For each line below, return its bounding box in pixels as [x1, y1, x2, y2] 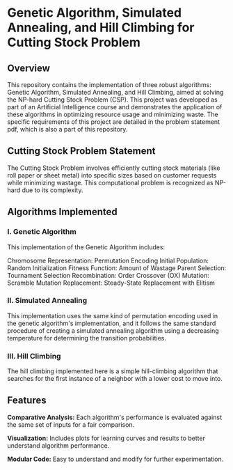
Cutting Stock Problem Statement [7, 145, 156, 157]
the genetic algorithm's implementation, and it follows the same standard [7, 319, 216, 327]
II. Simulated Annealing [7, 296, 88, 306]
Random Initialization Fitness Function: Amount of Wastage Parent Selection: [7, 263, 227, 272]
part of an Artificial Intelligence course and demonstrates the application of [7, 103, 223, 111]
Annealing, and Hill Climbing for [7, 19, 195, 36]
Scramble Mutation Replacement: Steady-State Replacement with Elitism [7, 279, 216, 287]
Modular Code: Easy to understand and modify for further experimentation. [7, 455, 224, 463]
